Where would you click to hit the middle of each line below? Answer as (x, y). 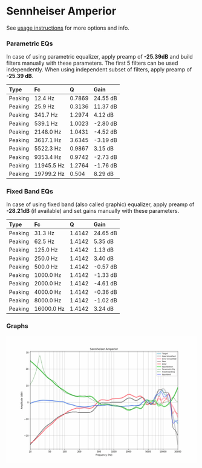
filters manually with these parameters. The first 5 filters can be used (92, 63)
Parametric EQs (30, 44)
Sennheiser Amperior (61, 11)
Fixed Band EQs (30, 191)
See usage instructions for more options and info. (68, 28)
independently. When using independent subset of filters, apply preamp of (99, 70)
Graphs (17, 326)
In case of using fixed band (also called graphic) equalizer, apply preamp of (100, 204)
